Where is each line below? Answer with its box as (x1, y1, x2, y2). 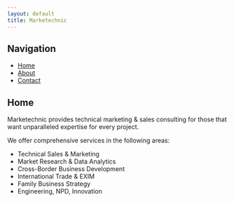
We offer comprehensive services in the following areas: (7, 136, 170, 144)
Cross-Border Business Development (17, 165, 125, 173)
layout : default (7, 10, 55, 18)
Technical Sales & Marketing (17, 150, 100, 159)
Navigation (7, 43, 56, 55)
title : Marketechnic (7, 17, 68, 24)
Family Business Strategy (17, 180, 91, 188)
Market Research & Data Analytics (17, 157, 116, 166)
